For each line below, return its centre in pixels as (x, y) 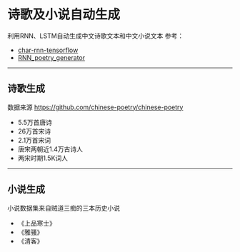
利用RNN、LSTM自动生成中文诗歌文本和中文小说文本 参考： (96, 36)
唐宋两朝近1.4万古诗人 (50, 149)
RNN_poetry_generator (51, 57)
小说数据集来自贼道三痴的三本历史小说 (64, 208)
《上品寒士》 (36, 223)
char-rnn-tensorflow (48, 50)
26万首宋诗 (34, 131)
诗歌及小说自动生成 (64, 15)
